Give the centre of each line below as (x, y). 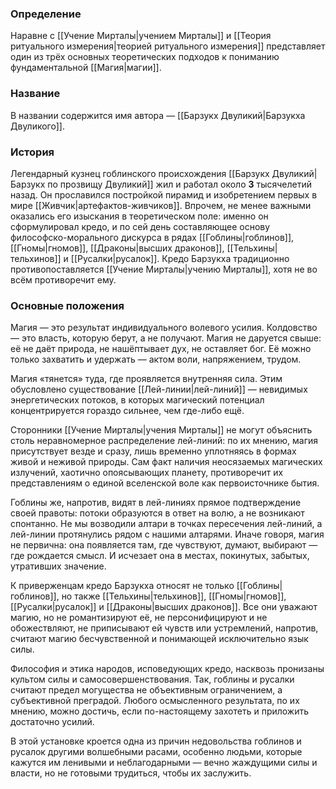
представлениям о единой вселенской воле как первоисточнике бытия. (165, 483)
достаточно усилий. (52, 722)
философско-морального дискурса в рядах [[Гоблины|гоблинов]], (152, 237)
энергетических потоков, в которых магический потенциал (137, 400)
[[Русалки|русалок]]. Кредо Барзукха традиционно (180, 258)
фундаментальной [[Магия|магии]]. (86, 68)
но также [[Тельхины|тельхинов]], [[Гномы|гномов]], (174, 596)
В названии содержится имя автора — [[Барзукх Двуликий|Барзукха (158, 115)
